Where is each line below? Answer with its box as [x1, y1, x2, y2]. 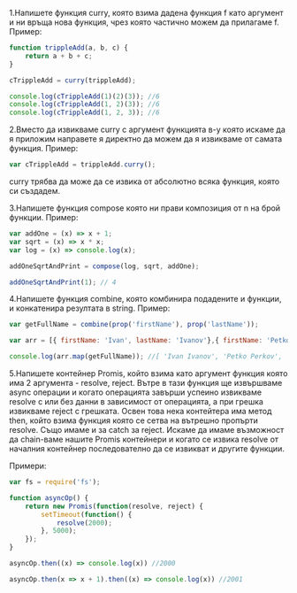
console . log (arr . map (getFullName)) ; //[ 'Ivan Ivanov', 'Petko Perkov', [9, 352, 283, 361]
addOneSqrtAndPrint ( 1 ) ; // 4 [9, 278, 117, 287]
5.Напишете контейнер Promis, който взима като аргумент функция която [9, 368, 288, 379]
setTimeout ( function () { [41, 510, 133, 519]
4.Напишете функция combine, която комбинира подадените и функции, [9, 294, 282, 304]
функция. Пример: [9, 143, 79, 154]
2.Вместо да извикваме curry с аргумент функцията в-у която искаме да [9, 124, 286, 135]
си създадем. [9, 186, 60, 196]
